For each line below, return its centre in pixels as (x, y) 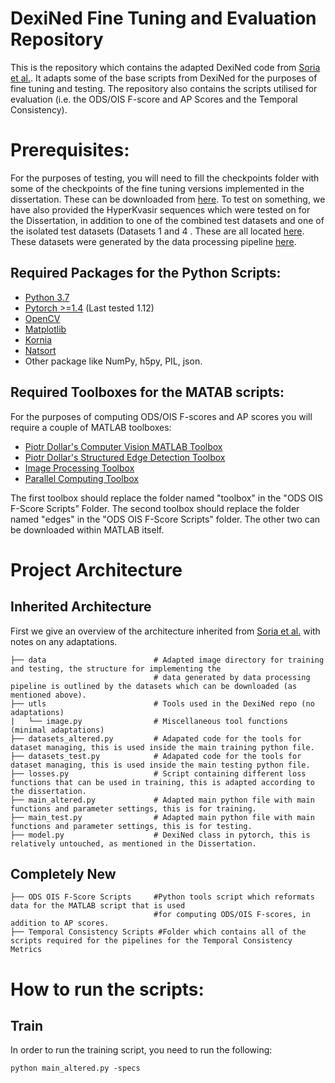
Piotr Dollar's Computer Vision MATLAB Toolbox (123, 446)
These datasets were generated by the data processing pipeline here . (153, 241)
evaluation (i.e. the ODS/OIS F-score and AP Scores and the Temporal (154, 99)
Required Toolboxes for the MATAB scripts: (147, 392)
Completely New (63, 873)
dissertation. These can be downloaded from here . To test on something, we (168, 199)
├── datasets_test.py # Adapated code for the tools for (156, 756)
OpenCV (42, 318)
